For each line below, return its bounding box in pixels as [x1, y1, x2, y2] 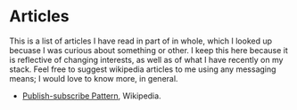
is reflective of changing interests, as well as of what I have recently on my [9, 54, 284, 65]
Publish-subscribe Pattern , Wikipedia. [21, 90, 162, 101]
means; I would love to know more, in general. [9, 73, 178, 83]
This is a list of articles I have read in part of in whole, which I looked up [9, 35, 273, 46]
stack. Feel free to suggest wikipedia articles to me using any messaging [9, 64, 276, 75]
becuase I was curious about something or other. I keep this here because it [9, 44, 288, 55]
